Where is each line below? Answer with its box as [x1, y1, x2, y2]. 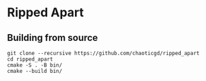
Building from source [7, 32, 98, 44]
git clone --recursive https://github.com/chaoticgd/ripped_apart [7, 50, 200, 56]
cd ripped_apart [7, 56, 53, 63]
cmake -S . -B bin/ [7, 62, 63, 69]
